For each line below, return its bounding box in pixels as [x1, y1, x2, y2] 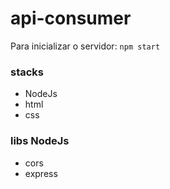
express [24, 167, 58, 179]
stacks [10, 65, 45, 79]
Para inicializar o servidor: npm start [10, 40, 161, 52]
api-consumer [10, 7, 132, 30]
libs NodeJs [10, 134, 70, 148]
